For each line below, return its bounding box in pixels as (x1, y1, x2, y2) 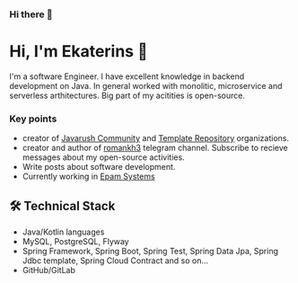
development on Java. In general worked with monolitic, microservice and (9, 80, 283, 91)
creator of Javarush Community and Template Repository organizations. (22, 133, 290, 144)
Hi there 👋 (9, 8, 54, 21)
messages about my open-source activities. (22, 152, 186, 163)
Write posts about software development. (22, 162, 176, 172)
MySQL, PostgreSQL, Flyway (22, 235, 129, 246)
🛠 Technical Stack (9, 198, 116, 214)
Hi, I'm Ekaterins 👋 (9, 41, 148, 62)
